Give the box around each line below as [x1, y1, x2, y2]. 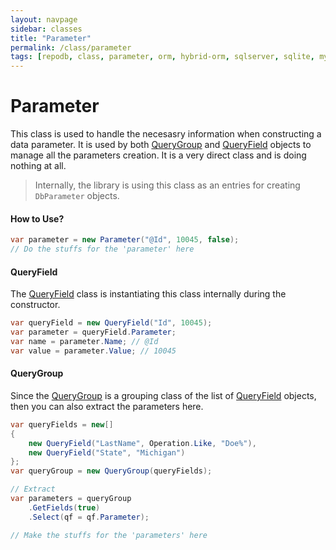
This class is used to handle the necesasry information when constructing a [10, 128, 322, 140]
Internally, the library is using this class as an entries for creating [34, 179, 301, 191]
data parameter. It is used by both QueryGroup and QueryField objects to [10, 139, 312, 151]
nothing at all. [10, 160, 67, 172]
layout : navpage [10, 14, 78, 25]
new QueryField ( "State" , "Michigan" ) [28, 447, 186, 458]
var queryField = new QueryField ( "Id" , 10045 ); [10, 318, 213, 328]
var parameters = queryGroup [10, 494, 132, 504]
